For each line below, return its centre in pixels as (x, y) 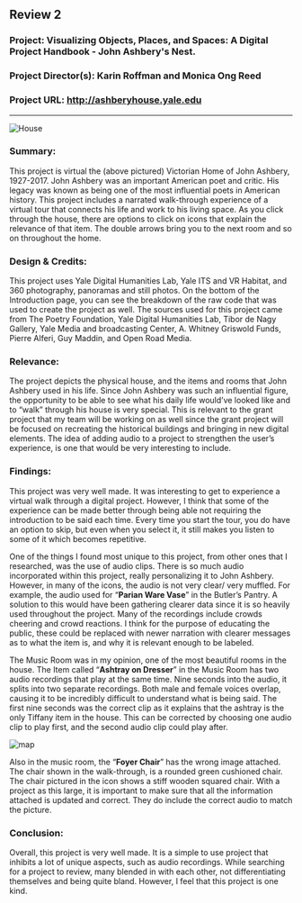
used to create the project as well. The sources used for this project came (146, 310)
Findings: (31, 472)
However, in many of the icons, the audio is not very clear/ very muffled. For (150, 585)
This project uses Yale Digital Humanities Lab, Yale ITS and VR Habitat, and (148, 281)
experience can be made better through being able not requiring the (135, 510)
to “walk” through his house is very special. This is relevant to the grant (141, 410)
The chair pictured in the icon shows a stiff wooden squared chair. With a (145, 781)
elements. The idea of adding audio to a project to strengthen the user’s (142, 438)
